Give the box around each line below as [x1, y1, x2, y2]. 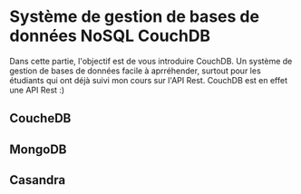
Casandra [9, 172, 66, 188]
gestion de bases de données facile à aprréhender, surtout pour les [9, 65, 261, 76]
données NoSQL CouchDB [9, 25, 211, 46]
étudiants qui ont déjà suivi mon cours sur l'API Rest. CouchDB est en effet [9, 74, 288, 85]
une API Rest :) [9, 84, 65, 95]
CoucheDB [9, 111, 72, 126]
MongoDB [9, 141, 67, 157]
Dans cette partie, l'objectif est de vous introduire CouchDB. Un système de [9, 55, 293, 66]
